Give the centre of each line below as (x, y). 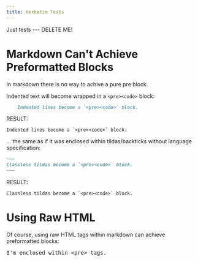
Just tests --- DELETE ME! (40, 29)
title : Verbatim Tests (35, 12)
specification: (24, 148)
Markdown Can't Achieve (72, 54)
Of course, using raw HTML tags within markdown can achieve (86, 234)
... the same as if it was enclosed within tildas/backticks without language (99, 141)
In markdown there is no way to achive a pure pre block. (77, 84)
